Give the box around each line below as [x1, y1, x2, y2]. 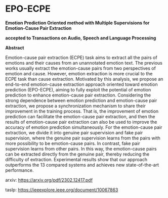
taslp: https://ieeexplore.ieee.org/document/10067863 [5, 186, 118, 192]
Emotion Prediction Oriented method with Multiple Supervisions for [5, 20, 150, 26]
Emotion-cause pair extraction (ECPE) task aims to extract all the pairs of [5, 54, 158, 61]
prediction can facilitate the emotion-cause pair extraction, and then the [5, 113, 155, 119]
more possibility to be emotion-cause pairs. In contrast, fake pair [5, 140, 140, 146]
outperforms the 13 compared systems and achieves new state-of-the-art [5, 162, 159, 168]
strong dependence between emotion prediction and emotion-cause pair [5, 97, 157, 104]
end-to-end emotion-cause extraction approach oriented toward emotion [5, 81, 158, 87]
